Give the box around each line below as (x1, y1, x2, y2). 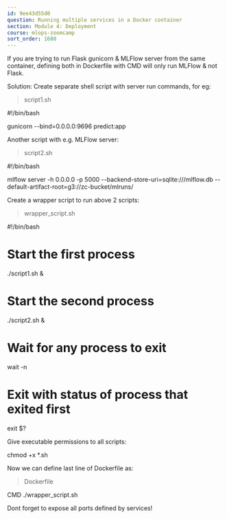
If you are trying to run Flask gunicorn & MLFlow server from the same (7, 54, 206, 62)
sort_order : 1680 (7, 36, 57, 43)
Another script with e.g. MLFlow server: (7, 135, 119, 144)
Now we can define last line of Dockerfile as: (7, 464, 134, 472)
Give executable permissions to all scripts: (7, 437, 127, 446)
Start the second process (7, 293, 154, 309)
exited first (7, 402, 71, 417)
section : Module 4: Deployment (7, 23, 97, 30)
